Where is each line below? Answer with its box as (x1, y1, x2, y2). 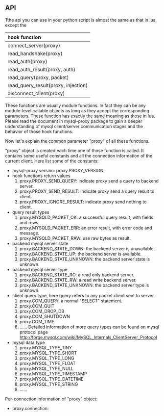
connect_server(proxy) (7, 42, 60, 49)
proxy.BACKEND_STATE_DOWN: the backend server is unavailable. (19, 245, 155, 252)
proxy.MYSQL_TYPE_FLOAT (19, 360, 76, 366)
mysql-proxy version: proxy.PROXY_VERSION (12, 167, 104, 173)
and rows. (19, 219, 40, 225)
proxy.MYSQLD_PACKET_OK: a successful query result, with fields (19, 214, 153, 220)
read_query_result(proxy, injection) (7, 82, 88, 89)
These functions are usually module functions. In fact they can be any (5, 103, 146, 108)
